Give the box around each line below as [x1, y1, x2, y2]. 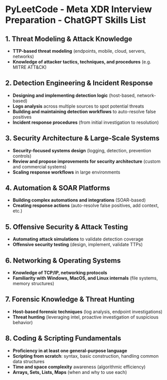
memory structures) [12, 281, 55, 287]
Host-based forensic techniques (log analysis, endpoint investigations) [12, 308, 163, 315]
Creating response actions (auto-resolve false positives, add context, [12, 202, 159, 209]
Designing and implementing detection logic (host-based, [12, 92, 136, 98]
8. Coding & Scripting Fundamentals [5, 334, 121, 343]
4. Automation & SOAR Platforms [5, 184, 110, 192]
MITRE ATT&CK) [12, 64, 47, 70]
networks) [12, 53, 34, 59]
